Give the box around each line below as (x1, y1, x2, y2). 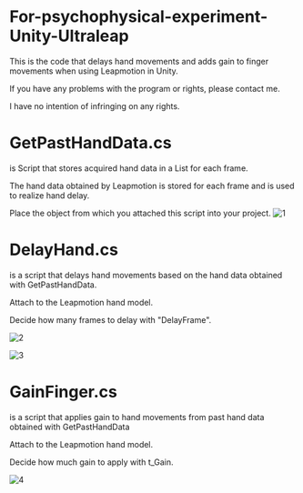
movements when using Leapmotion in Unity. (9, 65, 179, 76)
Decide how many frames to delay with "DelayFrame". (9, 314, 212, 325)
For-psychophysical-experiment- (9, 6, 268, 27)
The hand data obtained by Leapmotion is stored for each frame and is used (9, 180, 295, 191)
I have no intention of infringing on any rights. (9, 100, 180, 111)
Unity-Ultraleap (9, 25, 129, 46)
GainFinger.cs (9, 382, 118, 402)
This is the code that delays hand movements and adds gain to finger (9, 55, 269, 66)
